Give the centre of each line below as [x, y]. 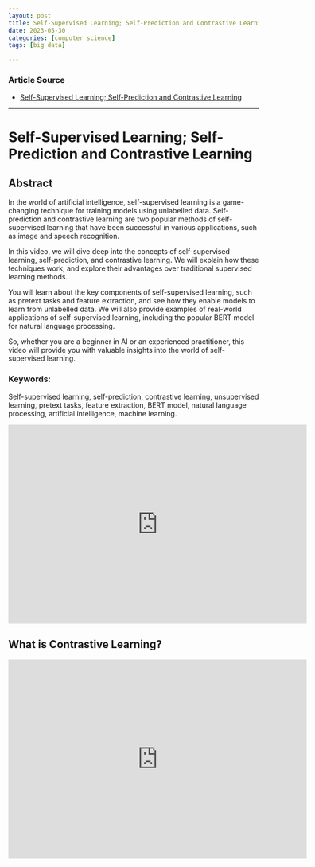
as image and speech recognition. [64, 236]
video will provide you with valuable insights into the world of [108, 350]
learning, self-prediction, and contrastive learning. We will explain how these [134, 260]
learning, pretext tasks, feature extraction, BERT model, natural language [127, 405]
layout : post [30, 16]
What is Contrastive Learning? [85, 644]
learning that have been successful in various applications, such [152, 228]
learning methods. [38, 277]
